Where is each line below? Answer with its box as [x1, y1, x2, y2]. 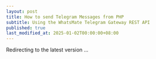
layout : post [6, 8, 38, 15]
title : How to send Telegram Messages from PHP [6, 14, 124, 20]
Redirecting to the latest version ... [6, 46, 89, 53]
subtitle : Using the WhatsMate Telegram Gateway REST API [6, 19, 150, 25]
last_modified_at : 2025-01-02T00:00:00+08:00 [6, 30, 119, 36]
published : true [6, 25, 46, 31]
